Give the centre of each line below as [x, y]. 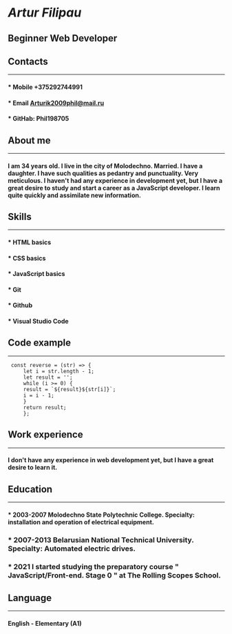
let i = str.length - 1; [59, 371]
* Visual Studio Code [38, 321]
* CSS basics [27, 258]
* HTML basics [30, 242]
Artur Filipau [45, 13]
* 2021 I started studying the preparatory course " [93, 567]
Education [30, 489]
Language [30, 598]
